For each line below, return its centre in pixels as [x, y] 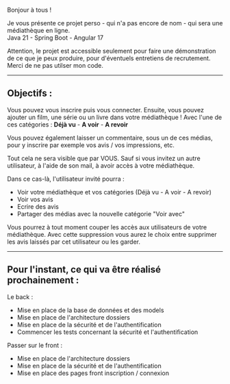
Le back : [20, 296]
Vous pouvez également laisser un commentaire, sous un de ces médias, [110, 138]
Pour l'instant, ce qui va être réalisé [84, 270]
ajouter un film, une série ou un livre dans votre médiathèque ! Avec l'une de [115, 117]
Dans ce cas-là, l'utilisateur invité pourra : [66, 179]
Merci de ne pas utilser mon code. [55, 65]
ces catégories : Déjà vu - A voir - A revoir [68, 124]
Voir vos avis [35, 199]
